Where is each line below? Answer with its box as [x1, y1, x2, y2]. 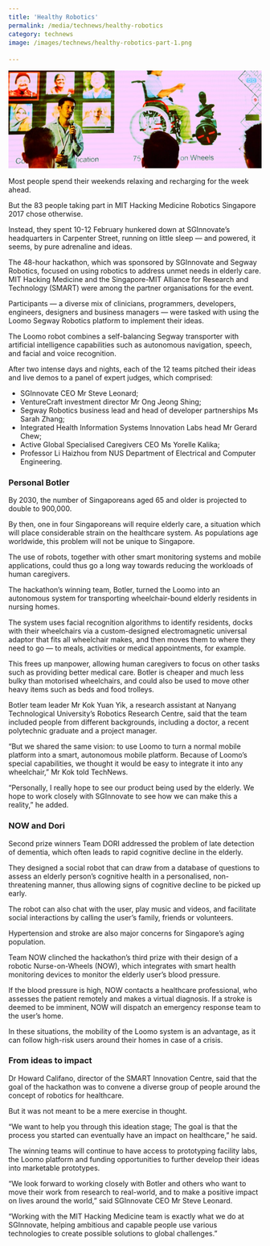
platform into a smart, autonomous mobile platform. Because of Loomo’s [8, 750, 247, 760]
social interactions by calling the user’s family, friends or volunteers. [8, 912, 234, 922]
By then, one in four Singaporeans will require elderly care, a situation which [8, 520, 261, 530]
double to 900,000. [8, 504, 72, 513]
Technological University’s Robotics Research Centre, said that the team [8, 709, 247, 719]
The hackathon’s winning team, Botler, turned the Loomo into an [8, 585, 220, 595]
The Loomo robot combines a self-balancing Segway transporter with [8, 331, 239, 341]
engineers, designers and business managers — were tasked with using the [8, 307, 260, 317]
